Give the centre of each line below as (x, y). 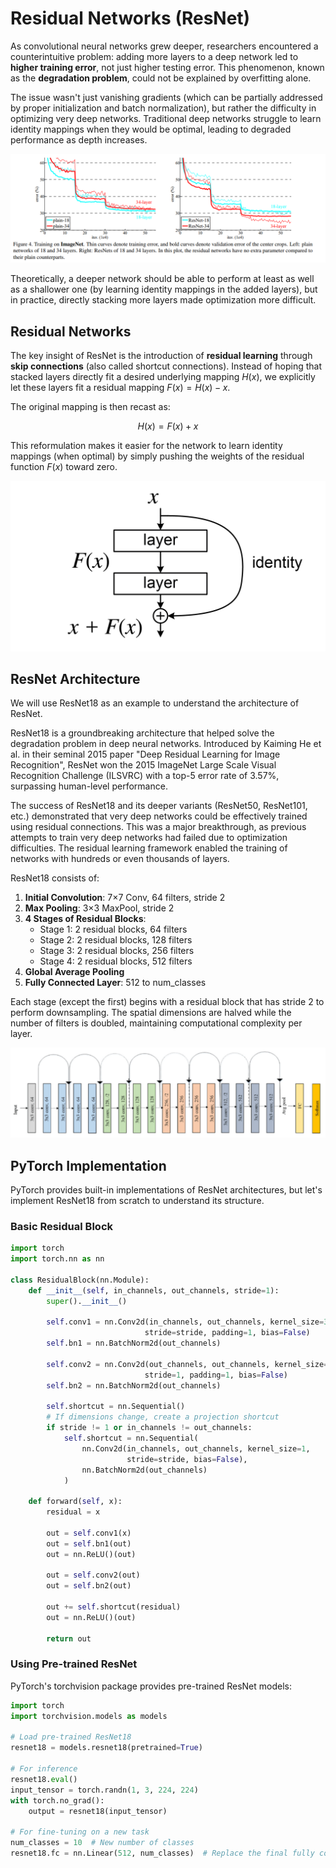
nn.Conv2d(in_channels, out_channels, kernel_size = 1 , (196, 1448)
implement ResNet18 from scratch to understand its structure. (137, 1200)
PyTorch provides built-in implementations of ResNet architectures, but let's (166, 1190)
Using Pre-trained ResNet (74, 1664)
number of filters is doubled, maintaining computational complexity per (156, 1023)
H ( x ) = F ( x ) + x (168, 426)
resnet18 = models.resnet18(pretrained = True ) (106, 1748)
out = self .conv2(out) (93, 1575)
